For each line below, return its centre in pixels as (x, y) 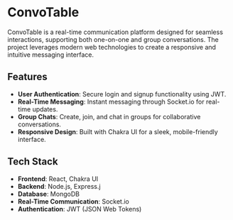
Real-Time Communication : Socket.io (73, 201)
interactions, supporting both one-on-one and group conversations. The (113, 39)
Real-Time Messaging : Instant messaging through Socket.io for (111, 101)
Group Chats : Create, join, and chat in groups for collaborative (109, 116)
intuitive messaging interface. (51, 55)
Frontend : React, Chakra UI (58, 179)
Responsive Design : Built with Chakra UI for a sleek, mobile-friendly (118, 131)
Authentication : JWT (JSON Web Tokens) (80, 209)
